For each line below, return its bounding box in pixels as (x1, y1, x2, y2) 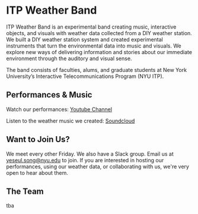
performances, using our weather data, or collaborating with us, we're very (6, 163, 190, 170)
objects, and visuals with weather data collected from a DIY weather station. (6, 29, 193, 36)
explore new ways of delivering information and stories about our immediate (6, 48, 193, 55)
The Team (6, 186, 44, 196)
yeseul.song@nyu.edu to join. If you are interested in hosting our (6, 156, 164, 163)
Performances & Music (6, 90, 92, 100)
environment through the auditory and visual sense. (6, 55, 132, 62)
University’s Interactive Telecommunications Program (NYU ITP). (6, 73, 164, 80)
